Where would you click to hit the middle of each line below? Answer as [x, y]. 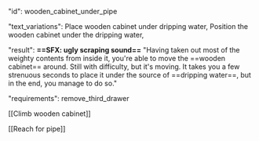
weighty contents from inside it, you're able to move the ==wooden [117, 58]
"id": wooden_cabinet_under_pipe [63, 11]
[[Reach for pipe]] [37, 129]
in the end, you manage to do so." [63, 83]
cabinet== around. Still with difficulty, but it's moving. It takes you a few [124, 67]
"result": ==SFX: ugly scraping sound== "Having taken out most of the [124, 50]
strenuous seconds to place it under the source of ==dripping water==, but [129, 75]
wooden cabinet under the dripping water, [76, 35]
